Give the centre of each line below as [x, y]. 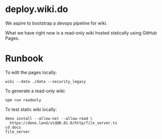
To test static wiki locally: [31, 109]
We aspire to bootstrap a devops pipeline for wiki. [56, 23]
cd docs [13, 127]
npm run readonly [23, 100]
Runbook [24, 58]
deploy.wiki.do [37, 9]
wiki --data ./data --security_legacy [45, 81]
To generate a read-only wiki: [35, 91]
